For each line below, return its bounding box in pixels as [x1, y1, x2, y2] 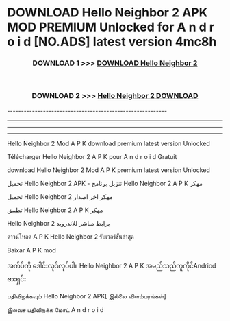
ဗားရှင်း [7, 274, 27, 283]
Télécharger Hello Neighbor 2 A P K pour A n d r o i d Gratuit [7, 152, 177, 160]
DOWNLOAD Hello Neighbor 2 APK [7, 5, 208, 21]
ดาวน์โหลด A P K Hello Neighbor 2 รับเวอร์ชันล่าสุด [7, 232, 135, 241]
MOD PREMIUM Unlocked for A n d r [7, 19, 214, 35]
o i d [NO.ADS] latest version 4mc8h [7, 34, 217, 49]
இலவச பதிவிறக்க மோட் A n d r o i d [7, 305, 104, 313]
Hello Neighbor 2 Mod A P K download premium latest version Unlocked [7, 139, 211, 147]
